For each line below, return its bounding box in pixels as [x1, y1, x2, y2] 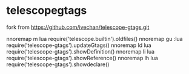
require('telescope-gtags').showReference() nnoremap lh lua [6, 54, 159, 61]
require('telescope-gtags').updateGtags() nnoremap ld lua [6, 42, 151, 49]
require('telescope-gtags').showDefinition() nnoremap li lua [6, 48, 155, 55]
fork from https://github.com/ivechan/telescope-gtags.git [6, 23, 150, 31]
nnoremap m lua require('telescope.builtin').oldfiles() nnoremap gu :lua [6, 35, 183, 42]
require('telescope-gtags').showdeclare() [6, 61, 110, 68]
